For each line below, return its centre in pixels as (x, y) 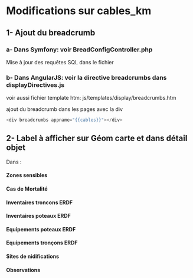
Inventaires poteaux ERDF (38, 216)
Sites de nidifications (33, 256)
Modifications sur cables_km (79, 11)
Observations (23, 270)
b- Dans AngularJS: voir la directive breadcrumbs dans (86, 77)
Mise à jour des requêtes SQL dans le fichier (60, 62)
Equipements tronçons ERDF (42, 243)
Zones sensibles (27, 175)
